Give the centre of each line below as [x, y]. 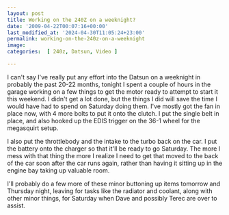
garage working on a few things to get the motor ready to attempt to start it [113, 91]
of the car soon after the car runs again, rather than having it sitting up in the [115, 163]
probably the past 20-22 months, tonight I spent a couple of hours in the [109, 84]
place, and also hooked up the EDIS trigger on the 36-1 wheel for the [104, 121]
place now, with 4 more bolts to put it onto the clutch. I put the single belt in [113, 113]
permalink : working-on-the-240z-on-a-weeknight [76, 39]
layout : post [26, 13]
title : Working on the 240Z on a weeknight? [71, 20]
